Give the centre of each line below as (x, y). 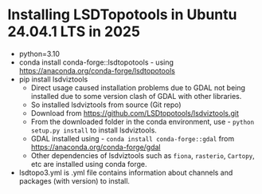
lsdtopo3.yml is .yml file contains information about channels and (126, 172)
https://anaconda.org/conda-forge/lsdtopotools (97, 70)
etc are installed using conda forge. (89, 164)
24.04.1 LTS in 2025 (74, 32)
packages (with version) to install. (74, 180)
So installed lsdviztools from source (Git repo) (106, 105)
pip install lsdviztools (53, 79)
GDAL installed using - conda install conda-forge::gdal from (133, 138)
